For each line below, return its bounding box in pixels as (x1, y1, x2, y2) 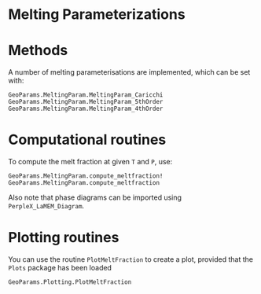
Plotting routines (8, 229, 119, 247)
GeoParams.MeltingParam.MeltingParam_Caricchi (8, 91, 164, 99)
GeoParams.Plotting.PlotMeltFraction (8, 278, 132, 286)
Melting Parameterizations (8, 6, 186, 24)
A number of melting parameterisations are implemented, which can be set (8, 68, 251, 77)
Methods (8, 42, 68, 60)
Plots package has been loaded (8, 263, 112, 272)
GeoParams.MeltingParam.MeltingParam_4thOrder (8, 105, 164, 113)
